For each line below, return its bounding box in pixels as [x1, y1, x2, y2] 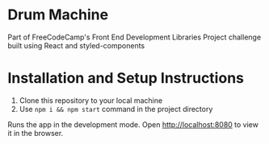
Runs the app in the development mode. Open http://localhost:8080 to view [7, 119, 259, 130]
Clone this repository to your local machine [19, 95, 163, 105]
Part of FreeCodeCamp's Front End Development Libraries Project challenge [7, 32, 262, 42]
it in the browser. [7, 128, 64, 138]
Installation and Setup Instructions [7, 69, 244, 88]
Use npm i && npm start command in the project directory [19, 104, 213, 113]
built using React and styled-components [7, 40, 145, 50]
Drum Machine [7, 6, 109, 24]
